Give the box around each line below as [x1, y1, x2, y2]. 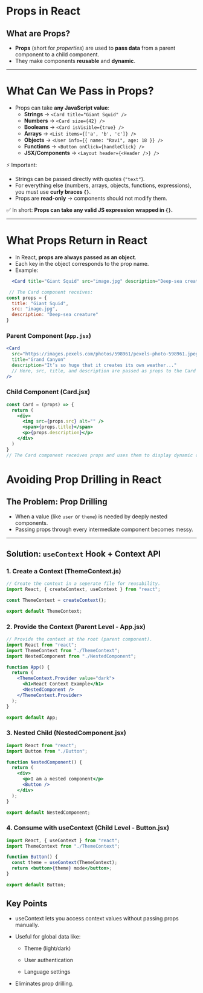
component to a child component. [14, 51, 100, 58]
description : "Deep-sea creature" [11, 312, 98, 318]
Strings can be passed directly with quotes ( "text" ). [14, 175, 145, 182]
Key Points [6, 899, 48, 909]
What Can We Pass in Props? [6, 84, 154, 98]
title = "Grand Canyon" [11, 357, 66, 363]
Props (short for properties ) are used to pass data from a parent [14, 44, 176, 51]
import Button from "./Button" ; [6, 748, 88, 754]
